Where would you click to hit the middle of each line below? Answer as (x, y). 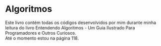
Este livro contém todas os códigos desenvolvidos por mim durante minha (81, 23)
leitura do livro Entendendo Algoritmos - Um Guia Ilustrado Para (70, 27)
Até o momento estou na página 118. (42, 38)
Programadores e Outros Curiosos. (41, 33)
